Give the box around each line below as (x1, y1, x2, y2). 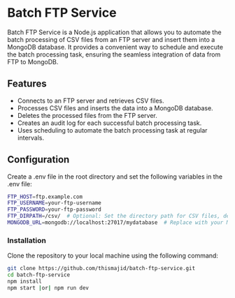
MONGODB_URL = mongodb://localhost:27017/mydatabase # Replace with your (7, 219, 224, 226)
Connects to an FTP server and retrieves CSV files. (17, 96, 164, 105)
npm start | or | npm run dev (7, 284, 90, 291)
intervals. (17, 133, 45, 142)
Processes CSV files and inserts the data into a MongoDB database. (17, 103, 213, 112)
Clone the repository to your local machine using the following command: (7, 251, 219, 260)
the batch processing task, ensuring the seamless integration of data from (7, 50, 221, 59)
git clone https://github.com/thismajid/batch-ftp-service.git (7, 265, 196, 272)
